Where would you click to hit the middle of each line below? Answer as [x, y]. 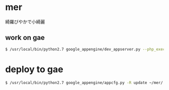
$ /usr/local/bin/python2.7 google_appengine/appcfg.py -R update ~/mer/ [84, 82]
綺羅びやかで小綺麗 [25, 21]
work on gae [25, 38]
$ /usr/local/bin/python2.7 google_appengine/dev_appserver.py [73, 49]
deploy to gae [34, 69]
